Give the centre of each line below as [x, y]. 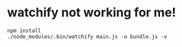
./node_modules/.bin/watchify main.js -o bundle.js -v [87, 36]
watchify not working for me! [92, 13]
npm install [24, 31]
